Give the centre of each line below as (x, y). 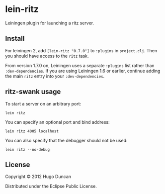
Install (15, 39)
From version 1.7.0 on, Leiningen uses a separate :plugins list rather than (80, 65)
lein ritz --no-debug (28, 149)
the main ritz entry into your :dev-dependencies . (55, 76)
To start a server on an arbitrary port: (43, 103)
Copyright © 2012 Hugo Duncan (38, 177)
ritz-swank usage (33, 92)
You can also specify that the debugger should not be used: (66, 140)
